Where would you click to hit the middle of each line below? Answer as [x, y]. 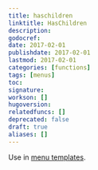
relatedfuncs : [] [37, 113]
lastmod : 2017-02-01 [43, 61]
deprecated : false [39, 120]
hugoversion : [30, 105]
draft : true [28, 127]
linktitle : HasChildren [48, 23]
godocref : [25, 38]
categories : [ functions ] [49, 68]
